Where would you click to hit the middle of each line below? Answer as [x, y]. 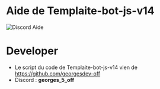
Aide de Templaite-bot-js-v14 [80, 11]
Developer [32, 51]
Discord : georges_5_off [44, 80]
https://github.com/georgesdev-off [57, 73]
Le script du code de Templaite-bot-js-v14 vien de [76, 67]
